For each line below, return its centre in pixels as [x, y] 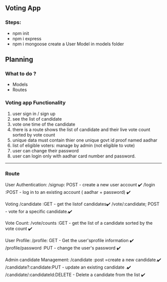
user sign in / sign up [34, 114]
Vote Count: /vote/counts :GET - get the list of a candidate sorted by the [79, 223]
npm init [21, 33]
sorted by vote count [34, 135]
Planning [19, 60]
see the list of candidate [37, 119]
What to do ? [21, 73]
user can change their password [45, 150]
